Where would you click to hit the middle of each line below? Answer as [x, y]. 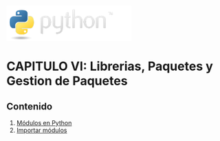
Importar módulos [42, 130]
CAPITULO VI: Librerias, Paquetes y [110, 66]
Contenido [30, 106]
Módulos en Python [44, 123]
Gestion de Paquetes [67, 81]
